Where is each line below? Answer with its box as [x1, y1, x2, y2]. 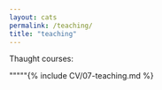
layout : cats [9, 12, 58, 22]
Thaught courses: [9, 54, 73, 64]
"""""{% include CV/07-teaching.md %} [9, 71, 155, 81]
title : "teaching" [9, 29, 77, 38]
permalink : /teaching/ [9, 21, 93, 30]
